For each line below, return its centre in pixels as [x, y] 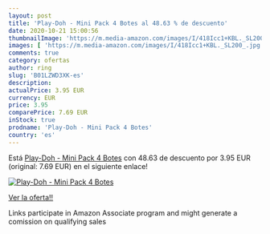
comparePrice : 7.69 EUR [48, 113]
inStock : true [32, 120]
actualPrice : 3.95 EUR [46, 90]
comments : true [34, 53]
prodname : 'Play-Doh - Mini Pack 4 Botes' [80, 127]
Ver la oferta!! [31, 197]
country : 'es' [32, 135]
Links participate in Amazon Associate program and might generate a [123, 212]
